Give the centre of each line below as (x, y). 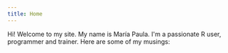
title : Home (25, 14)
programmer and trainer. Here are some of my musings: (89, 41)
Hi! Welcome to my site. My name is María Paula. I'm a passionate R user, (114, 34)
